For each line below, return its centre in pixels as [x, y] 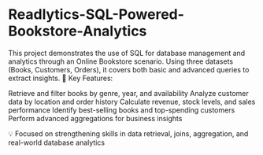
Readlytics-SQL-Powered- [96, 15]
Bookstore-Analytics [78, 31]
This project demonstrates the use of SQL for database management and [127, 53]
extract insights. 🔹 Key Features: [61, 78]
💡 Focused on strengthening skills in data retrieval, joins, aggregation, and [128, 133]
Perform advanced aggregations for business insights [95, 118]
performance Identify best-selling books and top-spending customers [122, 110]
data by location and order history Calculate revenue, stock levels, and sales [132, 101]
